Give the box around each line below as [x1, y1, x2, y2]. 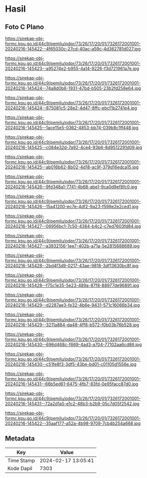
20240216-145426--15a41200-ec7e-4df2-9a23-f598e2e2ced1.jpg [5, 204, 139, 209]
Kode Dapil [7, 465, 33, 472]
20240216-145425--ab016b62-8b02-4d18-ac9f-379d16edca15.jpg [5, 164, 139, 170]
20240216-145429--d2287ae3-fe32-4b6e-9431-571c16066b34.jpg [5, 302, 140, 308]
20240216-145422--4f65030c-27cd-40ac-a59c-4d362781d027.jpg [5, 46, 141, 51]
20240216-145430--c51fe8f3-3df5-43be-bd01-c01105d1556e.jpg [5, 362, 137, 367]
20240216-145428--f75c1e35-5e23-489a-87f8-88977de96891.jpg [5, 282, 139, 288]
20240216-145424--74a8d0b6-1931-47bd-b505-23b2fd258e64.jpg [5, 85, 141, 91]
